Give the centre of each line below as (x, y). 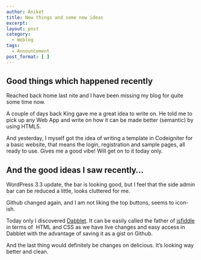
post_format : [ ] (28, 57)
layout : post (23, 29)
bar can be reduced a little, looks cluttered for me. (68, 191)
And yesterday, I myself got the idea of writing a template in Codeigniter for (100, 138)
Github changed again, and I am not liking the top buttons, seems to (90, 203)
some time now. (26, 102)
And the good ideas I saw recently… (75, 170)
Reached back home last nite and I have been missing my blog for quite (95, 96)
